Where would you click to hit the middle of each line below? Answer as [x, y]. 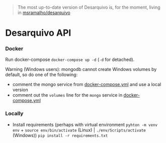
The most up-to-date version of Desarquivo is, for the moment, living [89, 7]
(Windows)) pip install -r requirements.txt [60, 135]
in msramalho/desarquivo [44, 13]
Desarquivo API [38, 33]
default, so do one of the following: [41, 75]
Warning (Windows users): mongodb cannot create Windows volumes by [81, 69]
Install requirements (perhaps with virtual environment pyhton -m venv [85, 124]
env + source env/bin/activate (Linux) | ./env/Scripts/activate [79, 130]
